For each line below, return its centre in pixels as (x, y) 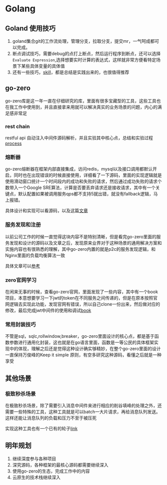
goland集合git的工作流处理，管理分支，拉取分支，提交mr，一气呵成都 (83, 41)
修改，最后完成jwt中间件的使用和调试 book (48, 310)
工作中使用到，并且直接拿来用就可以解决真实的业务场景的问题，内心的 (85, 107)
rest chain (17, 126)
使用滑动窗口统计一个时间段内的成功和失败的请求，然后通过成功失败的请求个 (83, 182)
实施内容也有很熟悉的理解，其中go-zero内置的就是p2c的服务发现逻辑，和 (80, 249)
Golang (20, 9)
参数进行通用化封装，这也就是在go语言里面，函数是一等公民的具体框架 (82, 342)
